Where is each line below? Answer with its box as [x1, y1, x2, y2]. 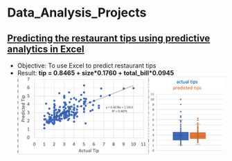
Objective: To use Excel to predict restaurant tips [17, 61, 157, 70]
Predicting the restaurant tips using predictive [7, 32, 211, 44]
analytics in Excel [7, 43, 84, 55]
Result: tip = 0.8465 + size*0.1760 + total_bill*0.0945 [17, 69, 175, 77]
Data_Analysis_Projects [7, 5, 147, 21]
